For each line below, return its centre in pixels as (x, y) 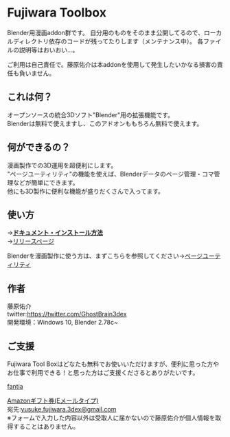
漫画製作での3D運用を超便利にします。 (62, 165)
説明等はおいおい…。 (49, 50)
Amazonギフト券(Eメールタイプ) (53, 400)
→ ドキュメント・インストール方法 (55, 233)
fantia (15, 386)
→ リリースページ (31, 241)
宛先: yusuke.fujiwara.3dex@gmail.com (62, 409)
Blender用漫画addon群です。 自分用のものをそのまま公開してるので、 (106, 32)
